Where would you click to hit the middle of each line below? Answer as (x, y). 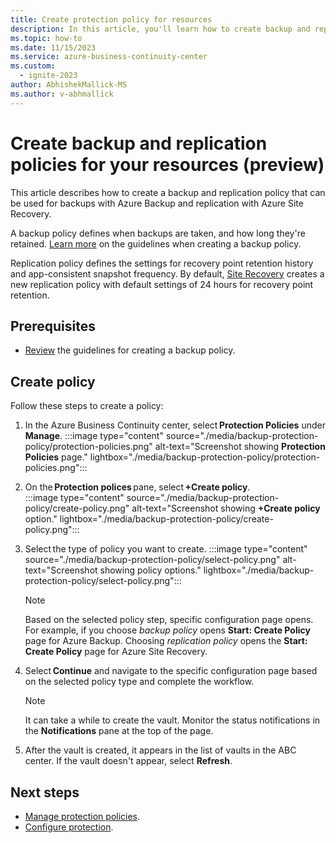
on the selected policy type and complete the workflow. (139, 682)
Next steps (45, 792)
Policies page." (56, 457)
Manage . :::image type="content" (94, 436)
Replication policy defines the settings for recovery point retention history (162, 263)
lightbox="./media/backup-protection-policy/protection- (205, 457)
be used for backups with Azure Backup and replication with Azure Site (157, 203)
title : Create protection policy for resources (111, 19)
